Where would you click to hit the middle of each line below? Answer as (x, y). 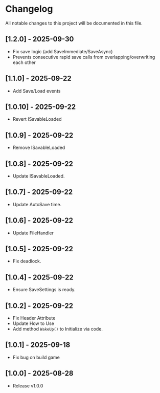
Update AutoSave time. (37, 204)
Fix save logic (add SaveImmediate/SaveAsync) (63, 51)
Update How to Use (33, 323)
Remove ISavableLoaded (39, 148)
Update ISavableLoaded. (39, 176)
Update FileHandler (33, 233)
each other (24, 62)
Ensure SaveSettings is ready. (44, 290)
